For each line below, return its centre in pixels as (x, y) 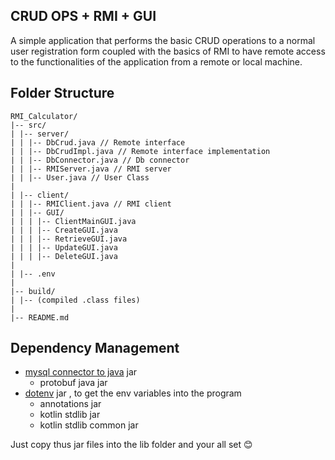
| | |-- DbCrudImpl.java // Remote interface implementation (140, 151)
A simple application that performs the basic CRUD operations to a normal (163, 40)
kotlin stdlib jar (70, 415)
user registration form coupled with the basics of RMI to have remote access (168, 51)
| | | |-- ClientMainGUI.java (73, 221)
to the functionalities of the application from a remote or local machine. (156, 61)
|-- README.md (40, 317)
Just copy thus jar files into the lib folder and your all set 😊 (131, 445)
